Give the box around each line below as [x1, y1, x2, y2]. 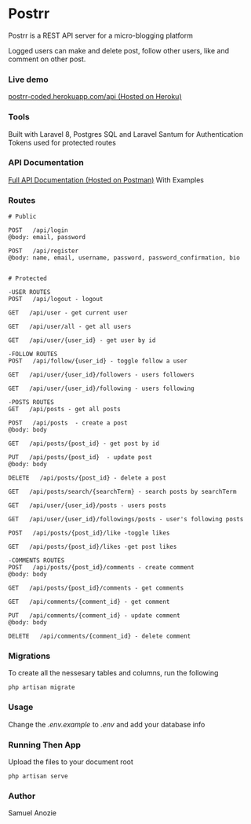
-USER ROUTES [8, 289, 51, 296]
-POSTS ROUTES [8, 399, 55, 406]
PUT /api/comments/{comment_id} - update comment [8, 612, 180, 620]
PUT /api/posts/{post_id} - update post [8, 454, 153, 462]
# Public [8, 213, 37, 221]
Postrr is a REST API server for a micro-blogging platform [8, 31, 194, 40]
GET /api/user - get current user [8, 309, 128, 317]
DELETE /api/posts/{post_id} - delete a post [8, 474, 167, 482]
